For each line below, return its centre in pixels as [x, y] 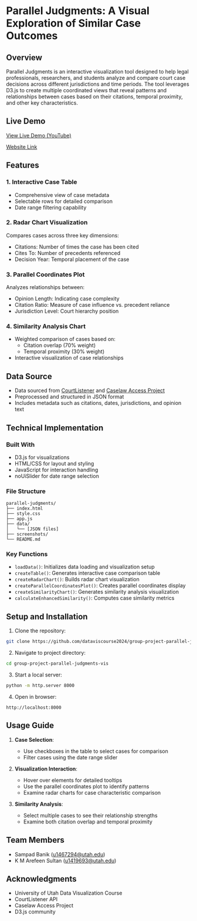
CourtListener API [36, 899]
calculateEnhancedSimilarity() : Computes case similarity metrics [94, 598]
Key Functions [27, 554]
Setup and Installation [47, 616]
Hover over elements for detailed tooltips [73, 780]
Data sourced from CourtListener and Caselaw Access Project [90, 391]
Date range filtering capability [50, 207]
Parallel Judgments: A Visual [78, 11]
